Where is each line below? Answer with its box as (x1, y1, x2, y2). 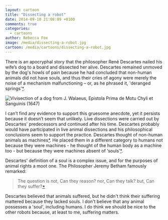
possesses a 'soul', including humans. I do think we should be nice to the (5, 203, 156, 209)
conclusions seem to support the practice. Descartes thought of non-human (5, 131, 163, 137)
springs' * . (5, 85, 25, 91)
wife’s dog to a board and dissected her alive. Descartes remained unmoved (5, 64, 162, 70)
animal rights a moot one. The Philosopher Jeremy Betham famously (5, 163, 147, 169)
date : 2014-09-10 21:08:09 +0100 (5, 17, 75, 22)
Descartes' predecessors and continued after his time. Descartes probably (5, 121, 159, 127)
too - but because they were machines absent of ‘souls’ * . (5, 148, 123, 154)
